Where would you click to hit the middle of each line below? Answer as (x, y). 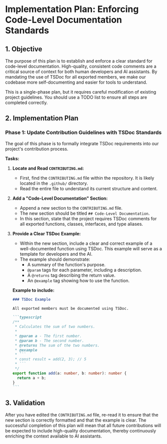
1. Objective (24, 49)
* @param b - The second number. (49, 341)
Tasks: (12, 158)
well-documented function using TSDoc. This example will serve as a (91, 248)
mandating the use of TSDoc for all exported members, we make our (76, 77)
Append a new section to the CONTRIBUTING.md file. (71, 208)
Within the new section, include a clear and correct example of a (86, 243)
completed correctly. (27, 103)
